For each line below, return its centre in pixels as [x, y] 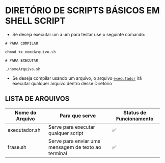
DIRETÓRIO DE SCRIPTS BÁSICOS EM [82, 11]
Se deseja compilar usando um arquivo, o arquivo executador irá [77, 78]
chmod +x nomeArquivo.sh [30, 52]
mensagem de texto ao [75, 147]
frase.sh [17, 147]
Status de [135, 113]
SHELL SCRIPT [35, 21]
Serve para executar [72, 127]
